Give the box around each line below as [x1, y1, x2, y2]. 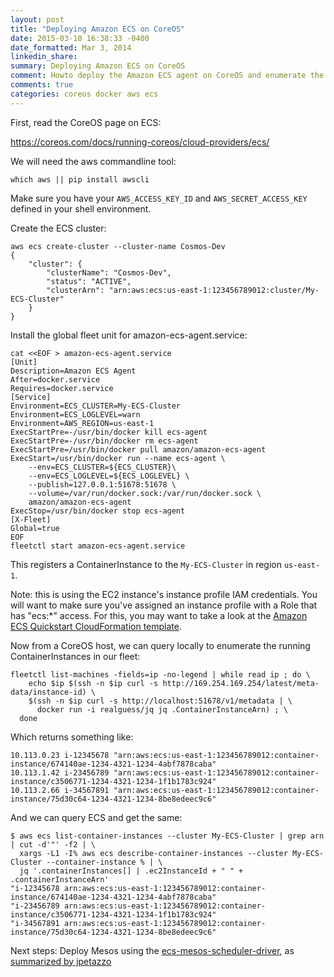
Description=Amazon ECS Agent [10, 366, 137, 376]
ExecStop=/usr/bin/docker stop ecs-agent [10, 506, 186, 516]
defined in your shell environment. [10, 202, 152, 215]
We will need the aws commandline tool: [10, 155, 177, 167]
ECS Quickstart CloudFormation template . [10, 620, 183, 632]
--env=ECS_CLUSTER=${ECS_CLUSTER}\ [28, 462, 177, 472]
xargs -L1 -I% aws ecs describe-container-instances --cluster [19, 848, 288, 858]
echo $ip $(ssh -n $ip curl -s [28, 678, 159, 688]
